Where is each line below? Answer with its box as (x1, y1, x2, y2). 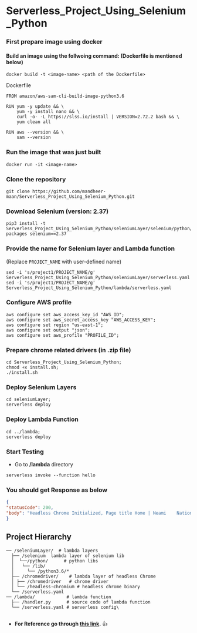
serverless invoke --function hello (6, 472, 96, 478)
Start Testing (6, 448, 44, 456)
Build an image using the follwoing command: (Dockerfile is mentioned (6, 52, 182, 59)
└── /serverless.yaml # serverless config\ (11, 604, 119, 610)
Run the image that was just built (6, 148, 101, 157)
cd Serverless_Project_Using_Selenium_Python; (6, 359, 122, 366)
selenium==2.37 (29, 231, 67, 237)
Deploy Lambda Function (6, 415, 79, 423)
